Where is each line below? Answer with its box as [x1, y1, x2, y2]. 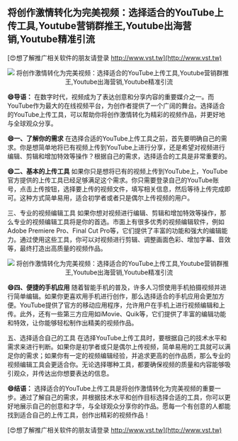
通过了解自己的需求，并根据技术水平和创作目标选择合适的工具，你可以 [19, 393, 225, 401]
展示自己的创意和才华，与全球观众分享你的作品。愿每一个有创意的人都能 [19, 401, 231, 410]
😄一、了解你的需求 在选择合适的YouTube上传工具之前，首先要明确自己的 [7, 134, 221, 143]
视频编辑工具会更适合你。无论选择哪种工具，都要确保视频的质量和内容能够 [7, 360, 225, 369]
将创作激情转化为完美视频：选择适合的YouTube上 [7, 6, 225, 19]
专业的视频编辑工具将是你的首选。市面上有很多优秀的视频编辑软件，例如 [13, 217, 225, 225]
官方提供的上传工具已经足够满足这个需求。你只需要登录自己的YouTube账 [7, 176, 220, 184]
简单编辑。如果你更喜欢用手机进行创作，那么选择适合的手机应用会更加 [13, 291, 218, 300]
